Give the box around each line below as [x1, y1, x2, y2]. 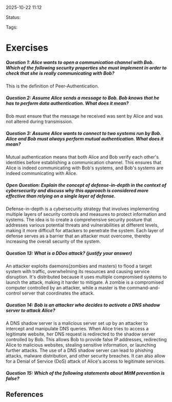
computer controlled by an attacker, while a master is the [6, 285, 126, 291]
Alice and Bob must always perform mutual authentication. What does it [6, 136, 164, 142]
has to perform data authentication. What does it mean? [6, 100, 129, 106]
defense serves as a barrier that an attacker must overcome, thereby [6, 233, 151, 239]
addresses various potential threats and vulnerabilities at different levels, [6, 222, 159, 228]
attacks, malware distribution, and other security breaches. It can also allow [6, 353, 166, 359]
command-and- [126, 285, 160, 291]
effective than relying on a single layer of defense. [6, 193, 116, 199]
